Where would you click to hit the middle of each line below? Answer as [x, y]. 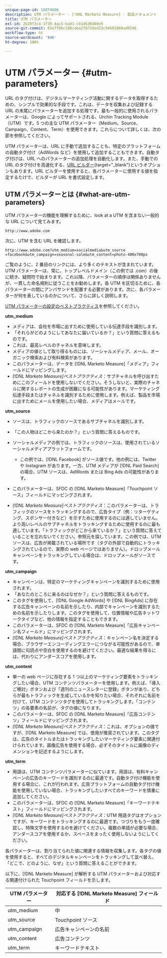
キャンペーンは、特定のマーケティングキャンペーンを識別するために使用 [86, 581]
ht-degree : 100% [22, 42]
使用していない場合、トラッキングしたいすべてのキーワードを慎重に [90, 790]
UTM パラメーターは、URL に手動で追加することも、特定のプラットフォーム [83, 146]
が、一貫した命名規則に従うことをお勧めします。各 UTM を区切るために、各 [83, 283]
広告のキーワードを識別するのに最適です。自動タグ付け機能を [92, 778]
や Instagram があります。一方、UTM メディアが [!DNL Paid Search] [89, 465]
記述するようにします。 [62, 751]
